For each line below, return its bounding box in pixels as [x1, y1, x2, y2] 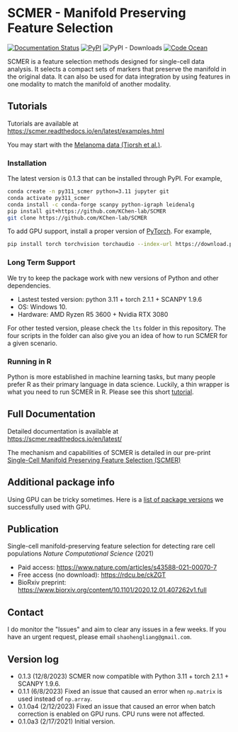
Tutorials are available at [7, 119, 79, 128]
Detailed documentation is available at [7, 427, 119, 435]
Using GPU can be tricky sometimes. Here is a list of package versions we [7, 495, 224, 504]
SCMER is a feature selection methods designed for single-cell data [7, 57, 205, 65]
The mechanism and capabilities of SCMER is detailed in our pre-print [7, 448, 211, 456]
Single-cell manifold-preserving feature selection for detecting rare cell [7, 542, 215, 551]
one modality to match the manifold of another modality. [7, 79, 171, 88]
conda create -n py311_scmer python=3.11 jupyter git [7, 188, 170, 196]
